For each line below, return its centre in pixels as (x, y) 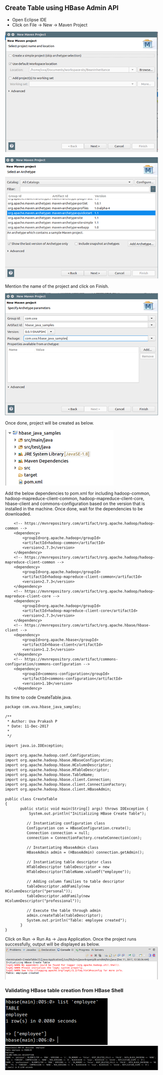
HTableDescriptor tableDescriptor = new (68, 867)
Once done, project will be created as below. (49, 423)
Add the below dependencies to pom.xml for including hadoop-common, (78, 493)
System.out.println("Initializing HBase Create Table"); (88, 814)
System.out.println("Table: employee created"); (77, 920)
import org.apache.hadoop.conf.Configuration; (53, 755)
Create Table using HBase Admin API (62, 8)
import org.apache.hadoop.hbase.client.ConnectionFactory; (66, 784)
